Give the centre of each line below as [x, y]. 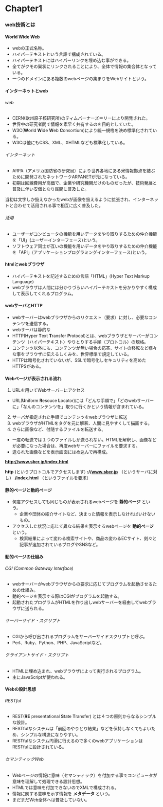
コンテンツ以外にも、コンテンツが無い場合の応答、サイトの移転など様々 [84, 348]
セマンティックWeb [24, 759]
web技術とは [20, 25]
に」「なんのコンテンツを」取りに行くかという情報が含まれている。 [79, 407]
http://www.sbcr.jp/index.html [37, 462]
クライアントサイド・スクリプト [37, 655]
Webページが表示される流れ [33, 378]
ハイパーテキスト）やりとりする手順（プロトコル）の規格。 [89, 342]
